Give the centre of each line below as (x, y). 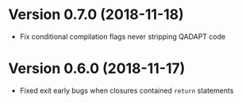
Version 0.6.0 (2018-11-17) (97, 69)
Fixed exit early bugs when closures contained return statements (127, 90)
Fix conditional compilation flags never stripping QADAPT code (123, 36)
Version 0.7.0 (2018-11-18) (96, 15)
